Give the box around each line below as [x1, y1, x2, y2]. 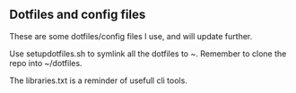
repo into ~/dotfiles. [9, 57, 83, 68]
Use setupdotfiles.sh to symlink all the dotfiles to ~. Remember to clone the [9, 48, 287, 59]
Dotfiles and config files [9, 7, 146, 22]
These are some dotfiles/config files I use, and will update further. [9, 30, 253, 41]
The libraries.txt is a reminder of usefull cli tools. [9, 75, 188, 86]
